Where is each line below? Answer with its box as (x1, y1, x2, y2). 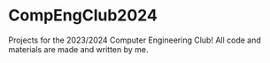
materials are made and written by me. (8, 43, 149, 54)
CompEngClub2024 (8, 5, 158, 26)
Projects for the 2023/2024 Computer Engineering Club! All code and (8, 35, 262, 45)
